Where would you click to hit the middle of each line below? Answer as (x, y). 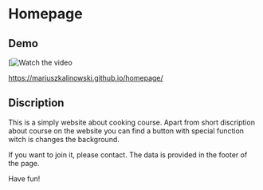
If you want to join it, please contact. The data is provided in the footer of (128, 154)
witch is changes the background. (64, 139)
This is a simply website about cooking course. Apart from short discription (131, 122)
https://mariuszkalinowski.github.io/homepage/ (86, 78)
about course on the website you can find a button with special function (126, 131)
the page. (24, 163)
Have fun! (24, 178)
